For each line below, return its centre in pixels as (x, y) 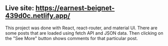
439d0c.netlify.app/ (38, 16)
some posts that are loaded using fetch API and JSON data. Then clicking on (84, 33)
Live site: (20, 8)
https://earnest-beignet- (75, 8)
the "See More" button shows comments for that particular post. (71, 38)
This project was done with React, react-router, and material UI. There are (81, 28)
